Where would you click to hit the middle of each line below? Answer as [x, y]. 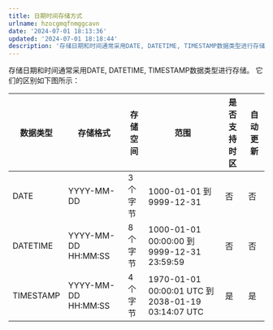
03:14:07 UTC [176, 312]
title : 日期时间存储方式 [45, 16]
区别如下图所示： [51, 80]
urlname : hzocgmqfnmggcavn [54, 24]
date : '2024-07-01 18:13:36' [58, 31]
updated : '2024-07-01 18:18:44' [63, 39]
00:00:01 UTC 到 [181, 291]
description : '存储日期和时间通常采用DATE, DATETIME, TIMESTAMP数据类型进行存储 [137, 46]
